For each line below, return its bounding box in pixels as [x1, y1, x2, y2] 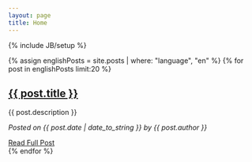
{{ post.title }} [8, 87, 79, 100]
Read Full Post [8, 138, 55, 148]
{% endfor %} [8, 146, 54, 156]
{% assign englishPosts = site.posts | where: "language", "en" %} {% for [8, 56, 244, 65]
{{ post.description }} [8, 108, 77, 117]
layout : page [8, 11, 51, 20]
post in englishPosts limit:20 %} [8, 64, 112, 73]
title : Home [8, 19, 47, 27]
